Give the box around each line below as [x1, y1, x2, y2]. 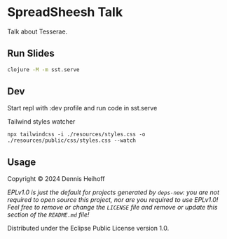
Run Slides [7, 48, 55, 59]
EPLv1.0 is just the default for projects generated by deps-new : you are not [7, 188, 219, 196]
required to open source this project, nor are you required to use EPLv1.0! [7, 196, 219, 204]
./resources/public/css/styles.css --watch [7, 137, 137, 144]
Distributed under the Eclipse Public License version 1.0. [7, 224, 170, 233]
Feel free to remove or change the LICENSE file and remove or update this [7, 203, 218, 212]
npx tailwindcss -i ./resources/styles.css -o [7, 131, 146, 138]
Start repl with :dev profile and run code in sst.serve [7, 104, 158, 113]
